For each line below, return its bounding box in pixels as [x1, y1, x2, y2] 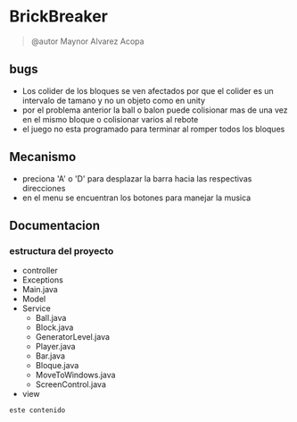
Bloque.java [35, 360, 79, 371]
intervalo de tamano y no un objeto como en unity [21, 95, 206, 105]
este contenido [9, 406, 66, 415]
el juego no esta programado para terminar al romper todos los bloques [21, 123, 285, 134]
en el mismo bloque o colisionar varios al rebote [21, 114, 199, 124]
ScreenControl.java [35, 379, 107, 390]
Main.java [21, 284, 58, 295]
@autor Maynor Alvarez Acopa [30, 36, 144, 46]
